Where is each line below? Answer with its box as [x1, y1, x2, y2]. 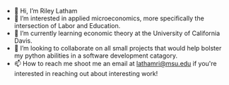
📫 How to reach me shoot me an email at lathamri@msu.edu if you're [13, 60, 217, 67]
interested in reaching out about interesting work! [13, 70, 158, 77]
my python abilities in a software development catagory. [13, 51, 178, 60]
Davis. [13, 37, 33, 45]
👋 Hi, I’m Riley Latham [13, 7, 78, 15]
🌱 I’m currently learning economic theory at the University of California [13, 29, 221, 37]
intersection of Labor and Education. [13, 22, 121, 30]
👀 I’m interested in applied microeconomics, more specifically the [13, 14, 205, 22]
